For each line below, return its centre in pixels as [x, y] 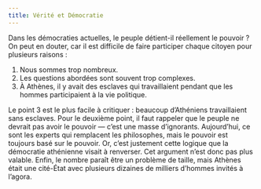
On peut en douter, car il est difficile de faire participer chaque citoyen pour [130, 46]
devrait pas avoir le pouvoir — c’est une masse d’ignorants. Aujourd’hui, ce [129, 126]
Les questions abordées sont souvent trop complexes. [107, 78]
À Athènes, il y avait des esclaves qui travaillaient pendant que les [126, 86]
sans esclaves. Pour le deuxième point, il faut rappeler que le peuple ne [124, 118]
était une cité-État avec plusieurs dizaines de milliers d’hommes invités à [126, 168]
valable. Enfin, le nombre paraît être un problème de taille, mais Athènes [125, 160]
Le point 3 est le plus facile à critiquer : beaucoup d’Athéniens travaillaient [128, 110]
